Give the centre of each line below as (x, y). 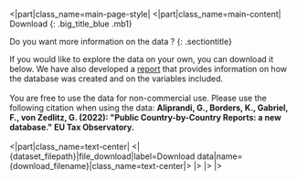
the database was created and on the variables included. (117, 79)
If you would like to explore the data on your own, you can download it (142, 59)
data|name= (220, 156)
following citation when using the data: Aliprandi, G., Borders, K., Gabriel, (149, 108)
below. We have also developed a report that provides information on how (148, 69)
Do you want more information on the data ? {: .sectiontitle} (121, 42)
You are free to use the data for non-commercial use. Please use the (138, 98)
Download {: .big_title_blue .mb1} (71, 24)
